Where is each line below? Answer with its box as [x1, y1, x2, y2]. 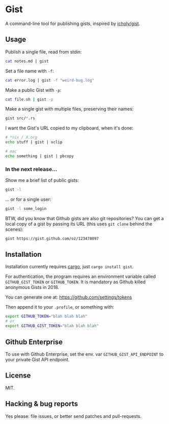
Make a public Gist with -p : [5, 87, 62, 93]
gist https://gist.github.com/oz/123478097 [5, 236, 99, 241]
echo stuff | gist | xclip [5, 140, 63, 145]
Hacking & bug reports [5, 400, 78, 408]
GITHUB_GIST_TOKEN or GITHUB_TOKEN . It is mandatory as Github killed [5, 279, 146, 285]
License [5, 371, 31, 380]
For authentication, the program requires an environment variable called [5, 274, 156, 280]
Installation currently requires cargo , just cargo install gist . [5, 263, 134, 270]
